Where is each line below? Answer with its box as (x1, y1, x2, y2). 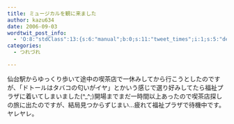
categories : (7, 42, 42, 49)
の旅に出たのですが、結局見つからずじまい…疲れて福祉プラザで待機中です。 (7, 100, 225, 109)
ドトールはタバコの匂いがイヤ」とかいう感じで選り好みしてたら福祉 (22, 83, 217, 91)
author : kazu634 (7, 17, 54, 24)
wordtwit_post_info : (7, 29, 68, 37)
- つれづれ (13, 49, 40, 56)
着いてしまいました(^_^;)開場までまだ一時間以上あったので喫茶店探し (25, 91, 223, 100)
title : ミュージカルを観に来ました (7, 10, 97, 17)
